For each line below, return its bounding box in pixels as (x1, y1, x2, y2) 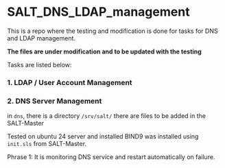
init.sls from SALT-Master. (7, 140, 87, 148)
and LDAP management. (7, 34, 76, 42)
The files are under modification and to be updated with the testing (7, 47, 202, 56)
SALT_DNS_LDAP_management (7, 4, 190, 20)
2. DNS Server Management (7, 96, 102, 106)
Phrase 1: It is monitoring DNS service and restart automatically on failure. (7, 153, 215, 161)
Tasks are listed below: (7, 60, 72, 69)
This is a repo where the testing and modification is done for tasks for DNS (7, 27, 218, 35)
